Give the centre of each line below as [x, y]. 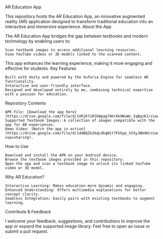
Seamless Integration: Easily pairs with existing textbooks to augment [80, 198]
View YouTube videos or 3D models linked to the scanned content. [73, 54]
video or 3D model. [25, 168]
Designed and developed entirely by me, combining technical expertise [79, 90]
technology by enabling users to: [38, 41]
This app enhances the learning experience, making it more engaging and [79, 63]
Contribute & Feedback [28, 212]
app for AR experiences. [30, 125]
